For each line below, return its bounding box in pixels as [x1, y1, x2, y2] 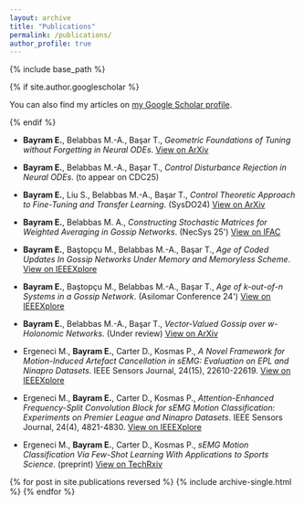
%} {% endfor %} [9, 486, 76, 498]
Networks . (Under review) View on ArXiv [65, 328, 219, 339]
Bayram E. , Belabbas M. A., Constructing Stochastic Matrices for [22, 216, 267, 228]
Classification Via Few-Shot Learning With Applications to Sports [22, 449, 269, 460]
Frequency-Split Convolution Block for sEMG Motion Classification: [22, 403, 276, 414]
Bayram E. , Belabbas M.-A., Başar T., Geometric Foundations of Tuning [22, 134, 291, 146]
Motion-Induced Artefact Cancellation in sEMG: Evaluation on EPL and [22, 355, 289, 366]
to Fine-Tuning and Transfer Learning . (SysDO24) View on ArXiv [22, 199, 266, 210]
